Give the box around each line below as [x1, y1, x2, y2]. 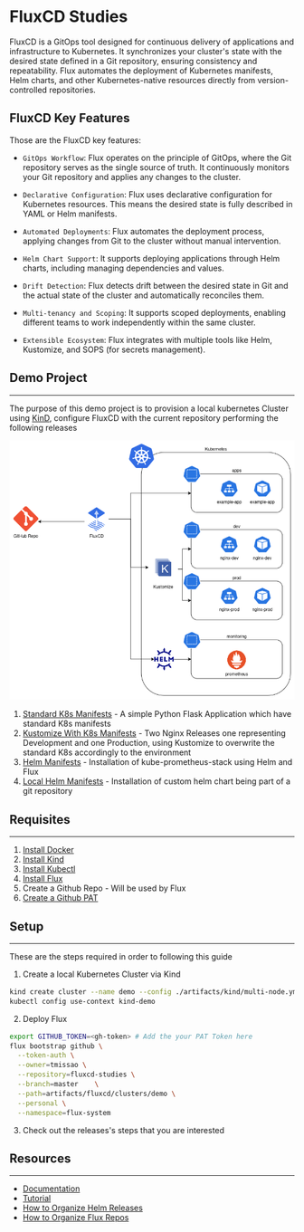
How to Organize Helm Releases [22, 1202, 143, 1214]
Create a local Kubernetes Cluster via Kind [22, 969, 181, 979]
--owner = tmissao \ [17, 1061, 88, 1070]
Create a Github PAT [22, 893, 99, 903]
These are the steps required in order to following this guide [9, 950, 233, 961]
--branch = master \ [17, 1080, 100, 1089]
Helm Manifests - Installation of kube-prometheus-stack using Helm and [22, 757, 293, 768]
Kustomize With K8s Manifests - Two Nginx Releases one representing [22, 728, 287, 739]
